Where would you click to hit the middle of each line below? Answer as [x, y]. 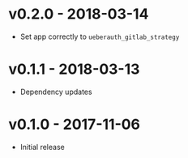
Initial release [42, 147]
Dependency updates [56, 92]
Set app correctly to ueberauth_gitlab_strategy [100, 36]
